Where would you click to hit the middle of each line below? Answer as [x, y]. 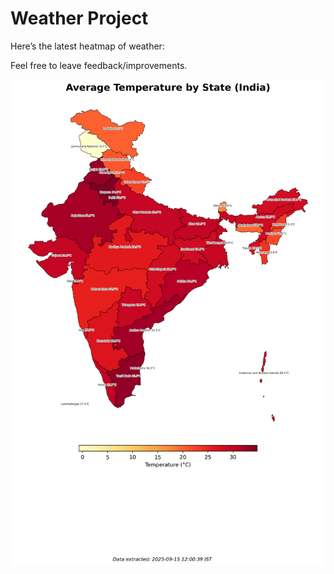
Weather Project [79, 18]
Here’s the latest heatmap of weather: [87, 46]
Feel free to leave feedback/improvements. [99, 65]
